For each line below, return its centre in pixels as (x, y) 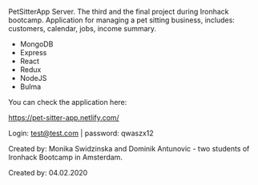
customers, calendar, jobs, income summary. (83, 28)
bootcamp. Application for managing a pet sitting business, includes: (121, 20)
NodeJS (33, 78)
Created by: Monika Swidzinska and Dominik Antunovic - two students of (129, 149)
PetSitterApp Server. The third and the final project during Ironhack (119, 12)
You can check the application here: (68, 102)
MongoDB (36, 44)
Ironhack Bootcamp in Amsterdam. (65, 157)
